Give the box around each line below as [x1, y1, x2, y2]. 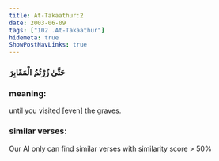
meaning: [9, 88, 47, 99]
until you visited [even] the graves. [9, 106, 122, 115]
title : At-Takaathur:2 [9, 11, 84, 20]
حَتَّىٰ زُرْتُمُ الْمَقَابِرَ [9, 67, 66, 78]
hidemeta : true [9, 33, 59, 42]
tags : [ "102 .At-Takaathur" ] [9, 26, 105, 34]
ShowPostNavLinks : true [9, 41, 88, 49]
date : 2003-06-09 [9, 19, 66, 27]
